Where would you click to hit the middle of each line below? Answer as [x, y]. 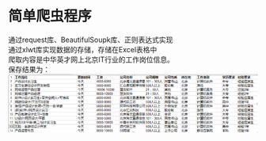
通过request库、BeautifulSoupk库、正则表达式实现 [91, 40]
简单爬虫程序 [50, 16]
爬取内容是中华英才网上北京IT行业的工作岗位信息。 [91, 59]
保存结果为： [29, 69]
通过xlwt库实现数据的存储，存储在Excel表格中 [83, 49]
